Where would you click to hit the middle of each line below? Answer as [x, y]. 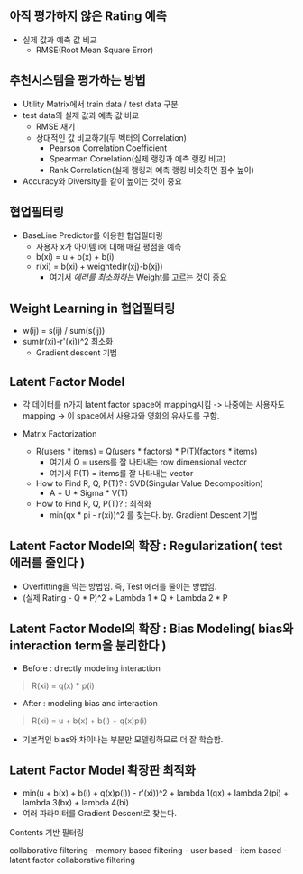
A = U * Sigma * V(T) [89, 493]
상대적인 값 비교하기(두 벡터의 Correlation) [111, 137]
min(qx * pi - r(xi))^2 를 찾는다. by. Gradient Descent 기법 [154, 515]
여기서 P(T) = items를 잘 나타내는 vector [121, 474]
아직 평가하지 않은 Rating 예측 [88, 16]
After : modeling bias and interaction [90, 703]
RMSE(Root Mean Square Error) [95, 50]
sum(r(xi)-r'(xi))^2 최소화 [68, 342]
